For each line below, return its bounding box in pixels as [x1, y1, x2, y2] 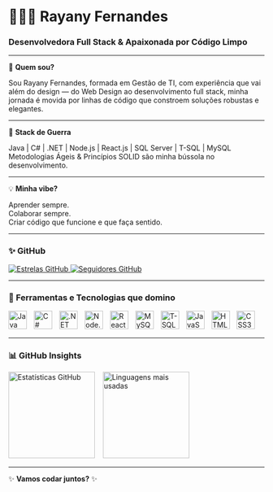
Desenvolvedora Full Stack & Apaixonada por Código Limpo [8, 37, 248, 48]
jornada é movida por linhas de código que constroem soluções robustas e [8, 95, 259, 105]
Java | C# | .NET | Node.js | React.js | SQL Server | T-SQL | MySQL [8, 143, 232, 153]
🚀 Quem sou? [8, 63, 55, 72]
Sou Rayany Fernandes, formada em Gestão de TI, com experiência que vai [8, 78, 262, 88]
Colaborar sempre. [8, 209, 71, 219]
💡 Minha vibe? [8, 184, 58, 194]
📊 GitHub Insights [8, 350, 82, 361]
